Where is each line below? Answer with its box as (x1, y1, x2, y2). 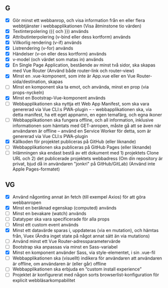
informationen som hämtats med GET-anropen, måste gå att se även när (12, 122, 161, 128)
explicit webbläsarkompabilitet (12, 277, 75, 283)
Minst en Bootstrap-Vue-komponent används (12, 95, 106, 101)
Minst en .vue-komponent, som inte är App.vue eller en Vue (12, 73, 136, 79)
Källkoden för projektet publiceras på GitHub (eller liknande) (12, 138, 136, 144)
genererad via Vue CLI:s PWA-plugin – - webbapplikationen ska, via (12, 106, 152, 112)
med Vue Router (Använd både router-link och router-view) (12, 67, 134, 74)
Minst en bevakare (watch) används (12, 210, 86, 216)
